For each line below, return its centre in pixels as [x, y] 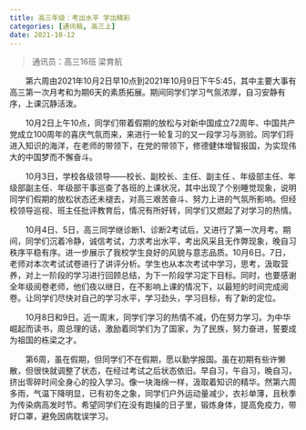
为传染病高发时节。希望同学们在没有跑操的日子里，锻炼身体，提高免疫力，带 [153, 405]
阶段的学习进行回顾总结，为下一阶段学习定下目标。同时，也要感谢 [173, 275]
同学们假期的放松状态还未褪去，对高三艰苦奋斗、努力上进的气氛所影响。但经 [153, 199]
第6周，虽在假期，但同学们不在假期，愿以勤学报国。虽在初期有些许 [151, 359]
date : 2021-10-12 [42, 35]
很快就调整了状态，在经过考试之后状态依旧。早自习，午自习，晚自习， [165, 371]
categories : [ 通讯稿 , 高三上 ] [62, 26]
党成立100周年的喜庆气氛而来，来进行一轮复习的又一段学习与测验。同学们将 [152, 135]
